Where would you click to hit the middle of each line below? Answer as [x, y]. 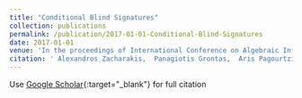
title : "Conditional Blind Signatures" [84, 17]
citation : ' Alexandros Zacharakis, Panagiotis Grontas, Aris [132, 59]
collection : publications [58, 26]
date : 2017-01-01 [42, 42]
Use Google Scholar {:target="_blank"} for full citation [108, 84]
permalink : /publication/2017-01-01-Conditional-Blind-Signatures [136, 34]
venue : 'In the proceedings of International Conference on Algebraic [144, 51]
